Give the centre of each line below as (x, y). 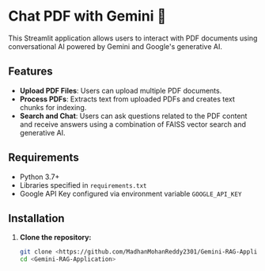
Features (30, 72)
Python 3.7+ (40, 177)
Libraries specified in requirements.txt (83, 185)
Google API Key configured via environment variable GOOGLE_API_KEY (131, 193)
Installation (36, 218)
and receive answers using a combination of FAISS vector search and (133, 124)
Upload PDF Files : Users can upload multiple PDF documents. (121, 90)
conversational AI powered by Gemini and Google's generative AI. (115, 46)
